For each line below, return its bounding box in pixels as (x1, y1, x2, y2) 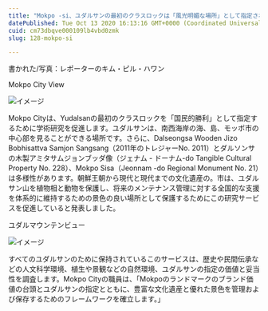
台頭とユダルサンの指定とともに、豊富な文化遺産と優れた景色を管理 (22, 285, 246, 294)
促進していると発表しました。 (22, 203, 120, 213)
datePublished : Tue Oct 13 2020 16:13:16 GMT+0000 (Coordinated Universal (8, 19, 262, 27)
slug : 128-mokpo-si (8, 34, 73, 42)
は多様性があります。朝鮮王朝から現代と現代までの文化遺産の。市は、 (8, 173, 238, 183)
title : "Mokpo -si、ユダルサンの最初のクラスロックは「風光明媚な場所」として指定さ (8, 11, 259, 20)
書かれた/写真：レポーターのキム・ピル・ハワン (8, 64, 165, 74)
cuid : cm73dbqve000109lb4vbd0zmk (8, 26, 120, 34)
